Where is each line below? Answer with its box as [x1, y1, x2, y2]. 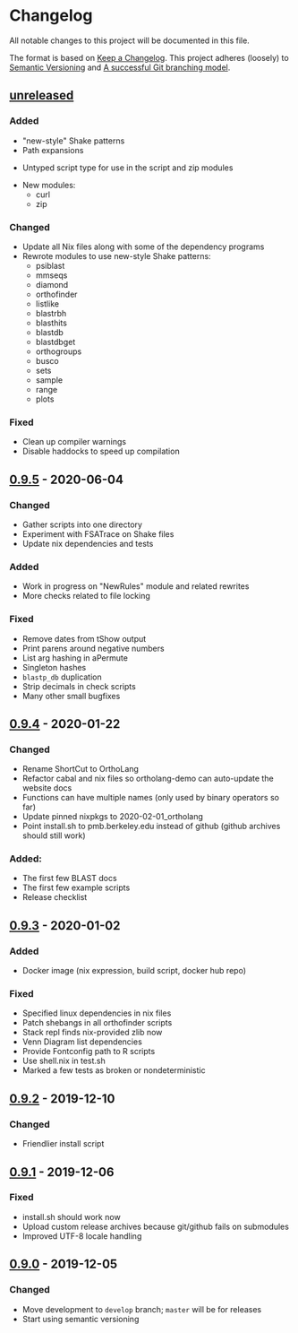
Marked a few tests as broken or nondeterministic [21, 1065, 206, 1076]
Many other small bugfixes [21, 690, 121, 701]
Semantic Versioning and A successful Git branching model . [9, 62, 231, 73]
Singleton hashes [21, 662, 87, 672]
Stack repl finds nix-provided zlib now [21, 1027, 163, 1038]
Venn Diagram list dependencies [21, 1036, 143, 1047]
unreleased [9, 88, 74, 103]
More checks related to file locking [21, 591, 150, 602]
